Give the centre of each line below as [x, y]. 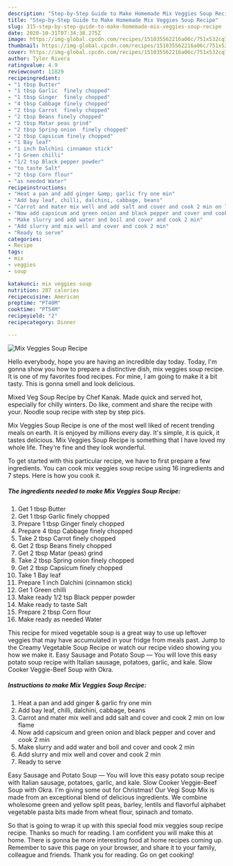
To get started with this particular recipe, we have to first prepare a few [109, 461]
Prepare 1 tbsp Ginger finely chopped [71, 523]
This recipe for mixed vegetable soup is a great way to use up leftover [107, 633]
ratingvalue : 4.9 [33, 65]
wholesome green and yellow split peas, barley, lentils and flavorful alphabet [117, 804]
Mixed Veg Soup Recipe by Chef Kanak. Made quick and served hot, [105, 397]
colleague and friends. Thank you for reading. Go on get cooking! [101, 855]
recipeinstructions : [38, 188]
